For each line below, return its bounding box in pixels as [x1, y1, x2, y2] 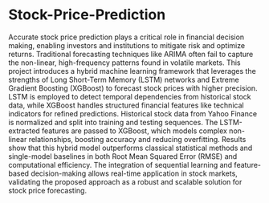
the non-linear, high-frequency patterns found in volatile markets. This [8, 58, 241, 67]
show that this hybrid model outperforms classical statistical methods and [8, 143, 253, 152]
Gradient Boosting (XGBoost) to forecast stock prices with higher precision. [8, 83, 259, 93]
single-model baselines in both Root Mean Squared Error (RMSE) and [8, 151, 238, 161]
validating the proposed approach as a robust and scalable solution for [8, 177, 243, 186]
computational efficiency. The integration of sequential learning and [8, 160, 233, 169]
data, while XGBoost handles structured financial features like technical [8, 100, 244, 110]
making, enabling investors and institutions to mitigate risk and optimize [8, 40, 246, 50]
